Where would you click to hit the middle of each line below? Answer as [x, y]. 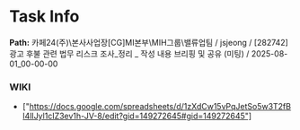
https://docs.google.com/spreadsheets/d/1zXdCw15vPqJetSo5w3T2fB [160, 107]
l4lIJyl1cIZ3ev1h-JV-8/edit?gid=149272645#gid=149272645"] [137, 116]
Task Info [44, 17]
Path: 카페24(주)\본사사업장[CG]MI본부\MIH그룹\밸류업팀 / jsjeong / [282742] [149, 42]
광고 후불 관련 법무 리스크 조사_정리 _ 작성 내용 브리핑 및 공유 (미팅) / [129, 53]
